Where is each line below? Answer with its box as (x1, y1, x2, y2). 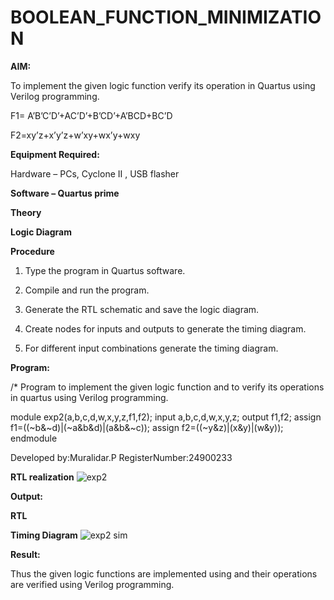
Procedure (10, 245, 55, 257)
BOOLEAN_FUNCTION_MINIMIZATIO (10, 6, 322, 29)
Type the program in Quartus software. (24, 264, 186, 276)
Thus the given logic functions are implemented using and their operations (10, 567, 318, 580)
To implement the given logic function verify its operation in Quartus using (10, 79, 316, 91)
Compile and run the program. (24, 284, 150, 296)
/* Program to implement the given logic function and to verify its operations (10, 381, 325, 393)
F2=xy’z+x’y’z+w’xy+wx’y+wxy (10, 129, 141, 141)
